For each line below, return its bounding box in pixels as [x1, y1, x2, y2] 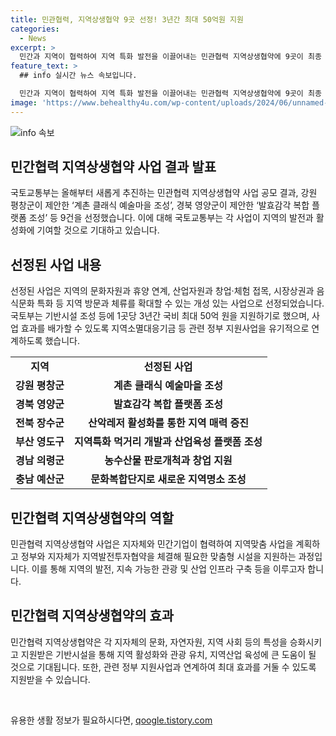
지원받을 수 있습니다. [10, 673, 91, 685]
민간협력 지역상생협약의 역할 [10, 509, 175, 526]
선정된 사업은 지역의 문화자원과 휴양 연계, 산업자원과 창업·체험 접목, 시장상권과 [10, 285, 315, 297]
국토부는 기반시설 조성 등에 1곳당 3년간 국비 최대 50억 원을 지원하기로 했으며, [10, 310, 310, 322]
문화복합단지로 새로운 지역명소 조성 [90, 472, 247, 486]
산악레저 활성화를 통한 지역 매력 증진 [87, 416, 249, 430]
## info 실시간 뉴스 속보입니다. [19, 71, 138, 81]
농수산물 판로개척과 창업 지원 [104, 454, 233, 468]
